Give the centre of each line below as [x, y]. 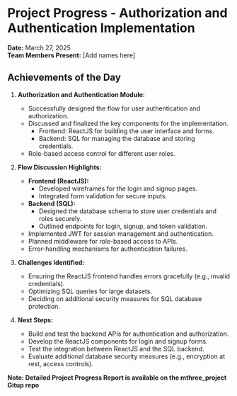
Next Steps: [35, 319]
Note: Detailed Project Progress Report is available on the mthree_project [117, 378]
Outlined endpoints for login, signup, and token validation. [123, 226]
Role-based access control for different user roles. [102, 153]
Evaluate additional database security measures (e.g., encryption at [126, 356]
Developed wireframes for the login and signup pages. [118, 188]
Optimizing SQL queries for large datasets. [90, 291]
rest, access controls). [61, 363]
